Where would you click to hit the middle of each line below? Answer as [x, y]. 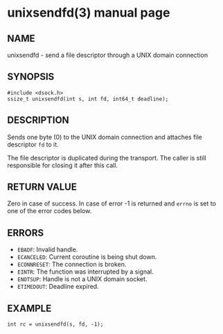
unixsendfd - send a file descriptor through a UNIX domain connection [108, 55]
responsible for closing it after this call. [63, 165]
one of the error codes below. [50, 211]
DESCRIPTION [38, 120]
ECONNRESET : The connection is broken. [72, 265]
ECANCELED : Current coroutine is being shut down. [87, 257]
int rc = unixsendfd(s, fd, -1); [55, 324]
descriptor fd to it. [33, 144]
